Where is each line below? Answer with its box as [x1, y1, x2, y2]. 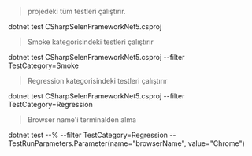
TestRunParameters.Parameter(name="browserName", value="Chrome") [8, 139, 246, 148]
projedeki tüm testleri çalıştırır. [27, 7, 126, 16]
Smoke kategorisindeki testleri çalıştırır [27, 37, 154, 46]
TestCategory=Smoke [8, 61, 79, 70]
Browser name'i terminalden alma [27, 115, 136, 124]
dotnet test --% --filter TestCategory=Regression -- [8, 130, 176, 139]
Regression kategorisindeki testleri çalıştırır [27, 76, 168, 85]
